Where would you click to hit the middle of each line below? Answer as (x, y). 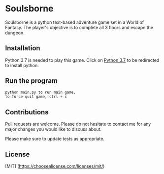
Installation (23, 48)
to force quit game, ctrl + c (36, 97)
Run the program (32, 81)
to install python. (22, 65)
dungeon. (15, 33)
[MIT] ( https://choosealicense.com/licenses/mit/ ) (55, 166)
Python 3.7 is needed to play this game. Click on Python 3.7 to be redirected (82, 60)
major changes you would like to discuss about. (53, 129)
